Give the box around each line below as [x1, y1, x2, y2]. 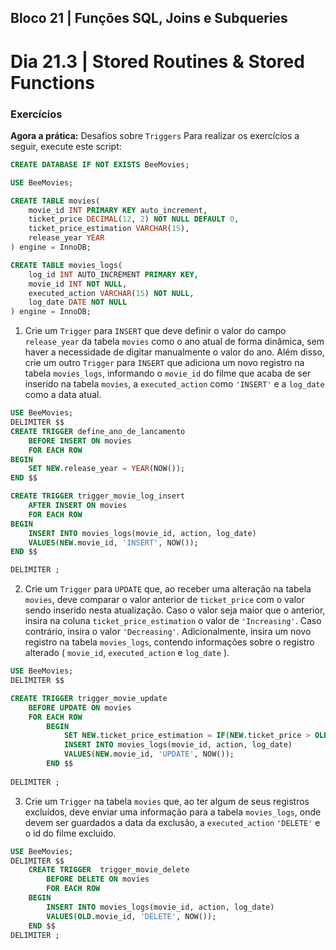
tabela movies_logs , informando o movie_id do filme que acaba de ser [24, 367, 312, 380]
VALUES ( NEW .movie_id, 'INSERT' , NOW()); [28, 537, 199, 548]
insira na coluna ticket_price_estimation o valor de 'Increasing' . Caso [24, 615, 322, 627]
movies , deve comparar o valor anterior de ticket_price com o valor [24, 594, 305, 606]
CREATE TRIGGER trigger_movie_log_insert [10, 491, 186, 501]
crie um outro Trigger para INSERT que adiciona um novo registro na [24, 357, 305, 369]
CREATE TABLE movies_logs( [10, 260, 123, 270]
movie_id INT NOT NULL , [28, 279, 128, 289]
